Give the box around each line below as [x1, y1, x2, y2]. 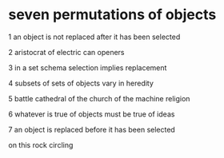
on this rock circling [8, 140, 74, 149]
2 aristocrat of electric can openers [8, 47, 125, 57]
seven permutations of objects [8, 6, 217, 24]
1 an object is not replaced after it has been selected [8, 32, 181, 41]
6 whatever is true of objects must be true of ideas [8, 109, 175, 119]
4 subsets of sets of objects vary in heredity [8, 78, 154, 88]
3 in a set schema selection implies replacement [8, 62, 167, 73]
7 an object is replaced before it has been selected [8, 124, 176, 134]
